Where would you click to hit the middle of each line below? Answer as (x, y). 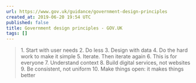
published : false (27, 22)
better (28, 75)
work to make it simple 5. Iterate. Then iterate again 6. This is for (99, 57)
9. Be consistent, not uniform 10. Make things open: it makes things (102, 69)
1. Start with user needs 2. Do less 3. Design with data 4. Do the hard (104, 50)
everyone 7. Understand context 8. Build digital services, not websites (105, 63)
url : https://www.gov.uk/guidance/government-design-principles (87, 11)
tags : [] (17, 34)
